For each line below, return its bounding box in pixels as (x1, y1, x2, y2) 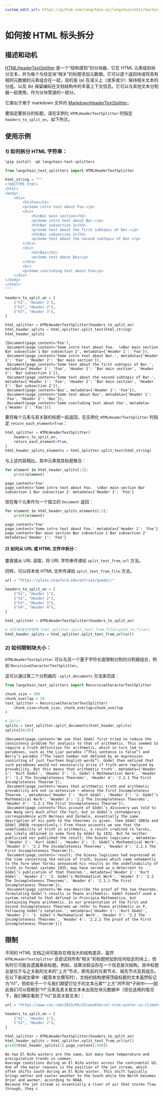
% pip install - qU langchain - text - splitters (5, 159, 95, 164)
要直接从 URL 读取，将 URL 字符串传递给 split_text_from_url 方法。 (5, 558, 143, 564)
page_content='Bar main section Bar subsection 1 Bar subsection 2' (5, 530, 147, 535)
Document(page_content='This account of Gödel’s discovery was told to (7, 805, 156, 810)
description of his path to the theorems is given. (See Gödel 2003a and (5, 818, 159, 823)
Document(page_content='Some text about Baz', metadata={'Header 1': (7, 392, 152, 397)
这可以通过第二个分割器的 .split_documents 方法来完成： (5, 673, 120, 679)
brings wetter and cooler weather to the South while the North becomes (5, 1073, 156, 1078)
